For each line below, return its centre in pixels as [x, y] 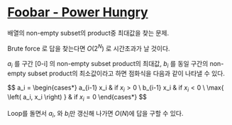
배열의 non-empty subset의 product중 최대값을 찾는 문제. [88, 33]
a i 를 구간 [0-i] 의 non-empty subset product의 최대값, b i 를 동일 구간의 [108, 64]
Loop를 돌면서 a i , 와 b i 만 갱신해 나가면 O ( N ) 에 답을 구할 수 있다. [95, 114]
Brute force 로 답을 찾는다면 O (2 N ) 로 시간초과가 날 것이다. [89, 48]
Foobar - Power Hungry [78, 12]
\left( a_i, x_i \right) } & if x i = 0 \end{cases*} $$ [77, 98]
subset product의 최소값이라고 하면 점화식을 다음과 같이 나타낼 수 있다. [126, 74]
